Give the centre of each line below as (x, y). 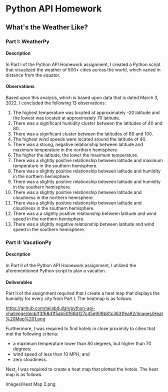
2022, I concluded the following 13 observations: (56, 102)
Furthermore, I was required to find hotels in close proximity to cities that (80, 328)
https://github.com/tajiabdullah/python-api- (50, 308)
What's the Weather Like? (47, 27)
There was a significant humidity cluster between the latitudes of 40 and (88, 123)
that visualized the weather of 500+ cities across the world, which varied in (83, 69)
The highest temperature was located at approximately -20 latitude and (86, 112)
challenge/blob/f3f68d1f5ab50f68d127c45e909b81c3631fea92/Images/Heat (84, 313)
